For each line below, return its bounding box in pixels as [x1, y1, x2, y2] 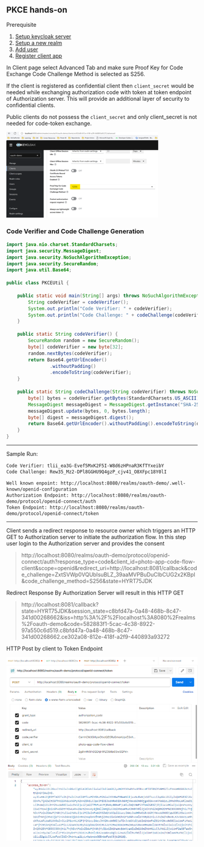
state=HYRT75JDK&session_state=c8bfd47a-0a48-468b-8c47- [21, 607, 182, 615]
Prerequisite [6, 21, 36, 28]
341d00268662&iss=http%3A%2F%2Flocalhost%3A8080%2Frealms [21, 614, 195, 621]
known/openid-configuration [6, 486, 78, 492]
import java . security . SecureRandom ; [6, 260, 99, 267]
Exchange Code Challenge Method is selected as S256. [6, 70, 146, 78]
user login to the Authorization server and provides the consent [6, 540, 165, 547]
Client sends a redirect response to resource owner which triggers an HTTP [6, 527, 196, 534]
